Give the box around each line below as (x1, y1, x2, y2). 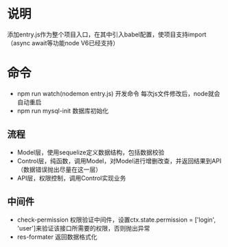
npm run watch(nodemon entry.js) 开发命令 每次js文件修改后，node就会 (16, 89, 220, 97)
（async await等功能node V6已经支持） (7, 38, 119, 47)
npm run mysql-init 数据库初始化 (16, 106, 109, 115)
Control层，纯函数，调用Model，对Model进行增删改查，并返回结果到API (16, 156, 222, 165)
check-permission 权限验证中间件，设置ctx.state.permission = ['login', (16, 215, 216, 224)
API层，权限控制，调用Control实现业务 (16, 174, 126, 182)
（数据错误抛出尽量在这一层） (16, 165, 102, 174)
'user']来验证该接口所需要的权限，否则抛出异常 (16, 224, 150, 232)
